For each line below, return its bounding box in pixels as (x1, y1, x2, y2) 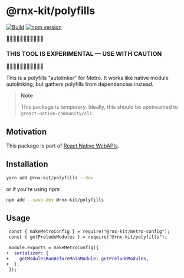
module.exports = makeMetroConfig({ (8, 245, 99, 251)
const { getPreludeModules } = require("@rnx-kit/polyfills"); (8, 234, 167, 240)
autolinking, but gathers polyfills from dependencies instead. (6, 81, 154, 88)
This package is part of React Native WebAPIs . (6, 142, 120, 149)
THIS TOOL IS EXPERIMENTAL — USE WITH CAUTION (6, 49, 162, 58)
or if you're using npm (6, 185, 60, 192)
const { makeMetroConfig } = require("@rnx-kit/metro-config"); (8, 229, 170, 235)
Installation (6, 159, 48, 169)
